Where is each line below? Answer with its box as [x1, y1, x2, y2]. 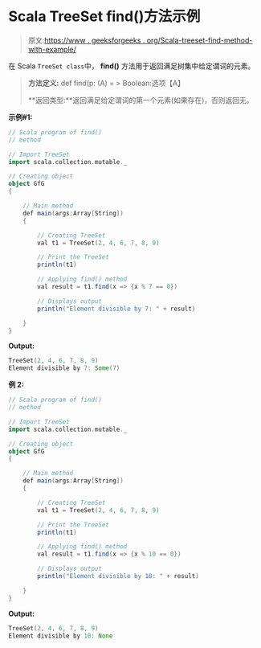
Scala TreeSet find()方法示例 [8, 7, 201, 26]
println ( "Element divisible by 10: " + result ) [37, 572, 199, 580]
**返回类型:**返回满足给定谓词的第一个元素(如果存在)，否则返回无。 [27, 95, 255, 105]
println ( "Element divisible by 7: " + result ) [37, 305, 196, 313]
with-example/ [27, 44, 76, 54]
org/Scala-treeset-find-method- [146, 35, 253, 45]
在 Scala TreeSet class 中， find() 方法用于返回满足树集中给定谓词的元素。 [8, 61, 255, 71]
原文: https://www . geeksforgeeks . [27, 35, 145, 45]
